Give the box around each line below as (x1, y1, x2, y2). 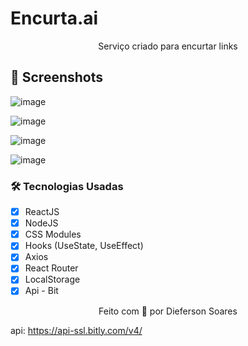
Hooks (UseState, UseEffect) (24, 240, 144, 252)
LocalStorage (24, 273, 81, 286)
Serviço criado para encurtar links (98, 40, 238, 52)
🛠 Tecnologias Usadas (10, 179, 124, 193)
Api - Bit (24, 285, 59, 297)
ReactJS (24, 206, 60, 218)
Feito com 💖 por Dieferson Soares (98, 305, 238, 317)
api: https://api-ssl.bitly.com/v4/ (10, 324, 143, 336)
